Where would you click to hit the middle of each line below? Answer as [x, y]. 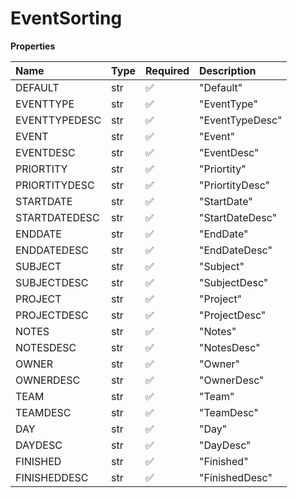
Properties [33, 46]
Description [228, 70]
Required [167, 70]
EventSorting [66, 18]
